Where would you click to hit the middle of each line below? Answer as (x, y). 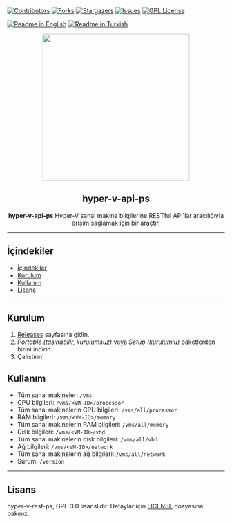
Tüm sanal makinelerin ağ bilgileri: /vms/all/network (91, 454)
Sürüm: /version (41, 461)
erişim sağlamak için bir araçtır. (116, 223)
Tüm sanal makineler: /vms (55, 395)
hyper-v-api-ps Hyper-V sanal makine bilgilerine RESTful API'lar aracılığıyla (116, 215)
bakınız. (18, 514)
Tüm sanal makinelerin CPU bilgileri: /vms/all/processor (97, 410)
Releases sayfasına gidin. (53, 335)
